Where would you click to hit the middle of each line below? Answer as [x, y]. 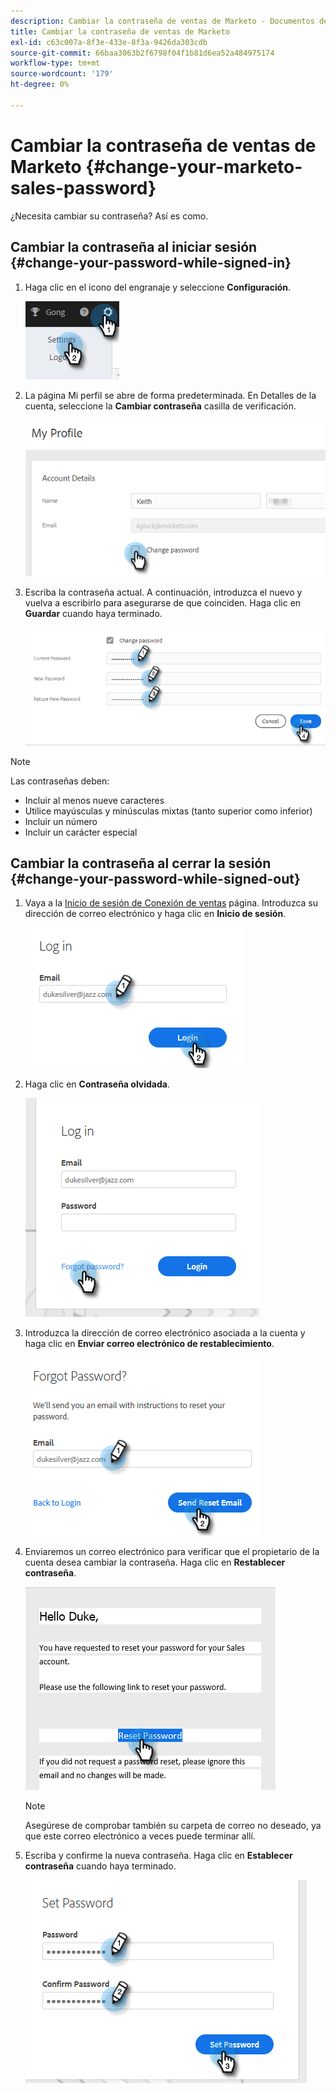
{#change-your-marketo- [194, 166]
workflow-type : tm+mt [55, 63]
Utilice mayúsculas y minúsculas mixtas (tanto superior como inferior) [168, 811]
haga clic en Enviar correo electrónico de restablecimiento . [149, 1344]
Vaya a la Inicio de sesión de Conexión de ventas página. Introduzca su [171, 903]
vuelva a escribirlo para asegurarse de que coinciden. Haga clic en [163, 603]
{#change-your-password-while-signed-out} [155, 879]
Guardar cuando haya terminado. [93, 614]
